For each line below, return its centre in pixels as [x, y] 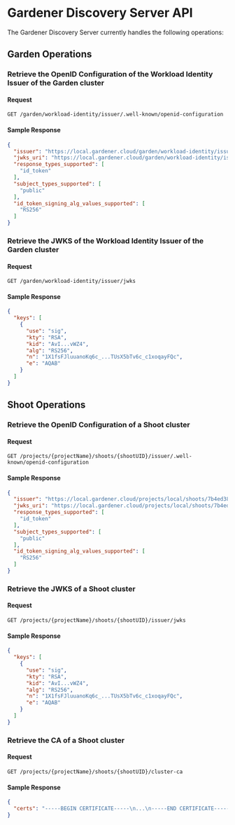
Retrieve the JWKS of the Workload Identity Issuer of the [106, 241]
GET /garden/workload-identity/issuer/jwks [72, 282]
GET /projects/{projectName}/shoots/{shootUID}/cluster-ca [95, 772]
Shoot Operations [47, 405]
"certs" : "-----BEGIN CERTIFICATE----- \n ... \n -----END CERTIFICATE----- [122, 808]
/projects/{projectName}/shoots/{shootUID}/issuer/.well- [106, 457]
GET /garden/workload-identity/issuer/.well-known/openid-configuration [115, 115]
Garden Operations [50, 54]
